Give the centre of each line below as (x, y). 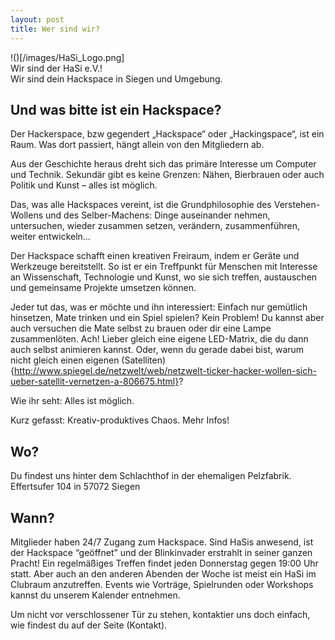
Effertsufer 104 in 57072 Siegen (75, 487)
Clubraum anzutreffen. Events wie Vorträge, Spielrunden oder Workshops (162, 584)
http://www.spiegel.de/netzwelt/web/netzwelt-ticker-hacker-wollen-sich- (165, 371)
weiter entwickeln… (50, 237)
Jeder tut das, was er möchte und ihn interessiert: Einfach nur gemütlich (159, 307)
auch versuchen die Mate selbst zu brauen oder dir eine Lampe (141, 328)
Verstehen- (297, 205)
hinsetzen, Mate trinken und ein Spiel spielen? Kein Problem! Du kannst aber (167, 318)
